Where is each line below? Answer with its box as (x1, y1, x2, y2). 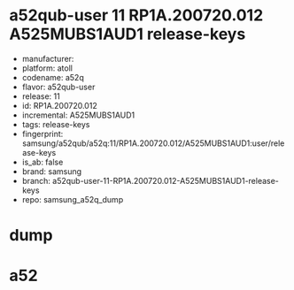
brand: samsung (21, 165, 82, 177)
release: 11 (21, 90, 60, 102)
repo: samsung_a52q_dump (21, 194, 124, 204)
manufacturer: (21, 53, 74, 64)
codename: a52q (21, 72, 84, 82)
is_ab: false (21, 156, 64, 167)
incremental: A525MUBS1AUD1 (21, 110, 135, 120)
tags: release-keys (21, 118, 90, 129)
